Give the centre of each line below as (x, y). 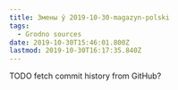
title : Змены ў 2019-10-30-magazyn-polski (89, 17)
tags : (19, 26)
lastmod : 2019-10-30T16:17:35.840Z (76, 51)
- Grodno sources (50, 34)
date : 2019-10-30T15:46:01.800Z (69, 42)
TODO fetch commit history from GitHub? (85, 76)
